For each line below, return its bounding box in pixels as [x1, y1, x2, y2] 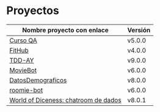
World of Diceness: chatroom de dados [9, 95, 122, 104]
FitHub [9, 46, 29, 54]
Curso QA [9, 36, 38, 45]
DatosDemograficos [9, 76, 67, 84]
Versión [127, 26, 151, 34]
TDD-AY [9, 56, 34, 64]
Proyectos [6, 4, 59, 18]
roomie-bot [9, 86, 43, 94]
